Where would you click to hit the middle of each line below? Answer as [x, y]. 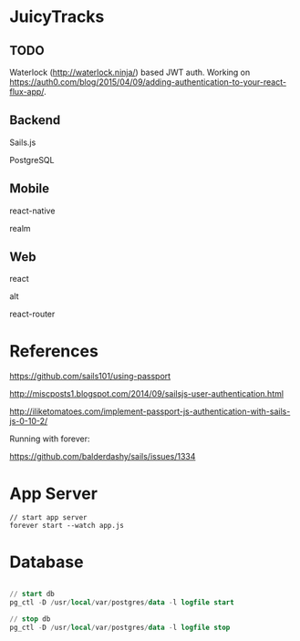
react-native [32, 211]
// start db [32, 594]
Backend [35, 120]
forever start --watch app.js [67, 526]
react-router [32, 314]
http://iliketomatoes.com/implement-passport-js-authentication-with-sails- [150, 411]
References [54, 351]
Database [47, 562]
